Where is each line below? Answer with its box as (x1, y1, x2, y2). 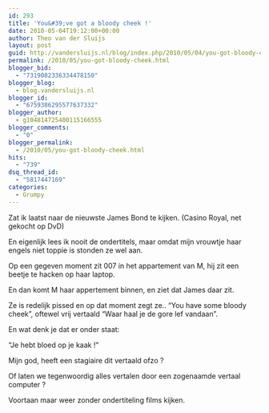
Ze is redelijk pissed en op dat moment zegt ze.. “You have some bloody (8, 300, 247, 310)
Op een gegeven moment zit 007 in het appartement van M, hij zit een (8, 261, 239, 270)
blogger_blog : (8, 79, 56, 87)
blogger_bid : (8, 64, 52, 72)
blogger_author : (8, 109, 62, 117)
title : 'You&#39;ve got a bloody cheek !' (8, 19, 152, 27)
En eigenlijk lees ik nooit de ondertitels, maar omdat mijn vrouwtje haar (8, 237, 242, 246)
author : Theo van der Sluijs (8, 34, 106, 43)
